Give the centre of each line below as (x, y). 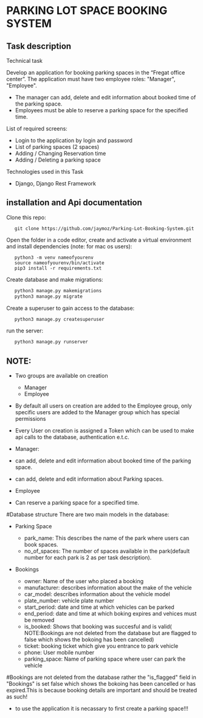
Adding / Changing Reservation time (60, 153)
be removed (39, 620)
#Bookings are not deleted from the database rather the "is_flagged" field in (101, 677)
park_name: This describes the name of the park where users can (107, 538)
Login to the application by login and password (74, 140)
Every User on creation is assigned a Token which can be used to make (105, 431)
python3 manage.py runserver (51, 342)
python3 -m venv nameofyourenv (54, 257)
